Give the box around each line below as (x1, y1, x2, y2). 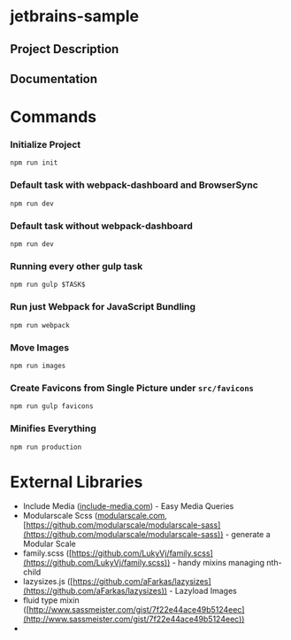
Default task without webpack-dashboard (10, 220, 193, 232)
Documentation (10, 71, 98, 86)
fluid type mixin (22, 595, 80, 605)
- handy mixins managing (172, 558, 264, 568)
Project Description (10, 42, 119, 57)
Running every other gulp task (10, 259, 143, 272)
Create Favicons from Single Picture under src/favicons (10, 382, 255, 394)
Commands (10, 107, 97, 127)
